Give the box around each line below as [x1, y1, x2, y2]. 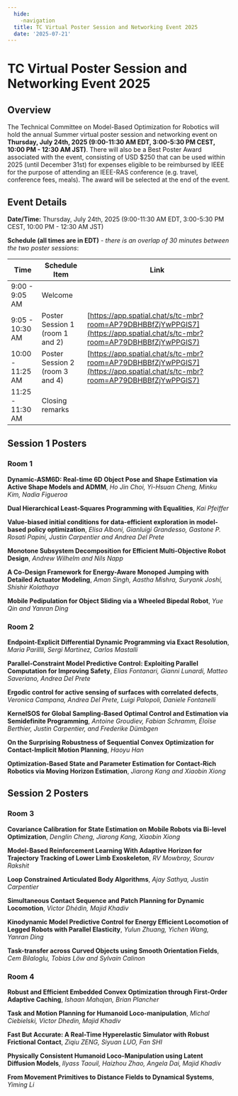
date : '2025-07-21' [13, 30, 72, 38]
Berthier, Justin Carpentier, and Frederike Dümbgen [7, 724, 159, 733]
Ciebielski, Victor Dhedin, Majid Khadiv [7, 1017, 121, 1025]
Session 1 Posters [7, 438, 87, 450]
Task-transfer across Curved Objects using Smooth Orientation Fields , [7, 946, 220, 955]
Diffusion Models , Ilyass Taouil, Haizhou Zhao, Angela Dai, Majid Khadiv [7, 1059, 222, 1068]
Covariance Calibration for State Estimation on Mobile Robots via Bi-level [7, 824, 227, 834]
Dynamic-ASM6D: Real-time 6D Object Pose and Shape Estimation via [7, 475, 218, 483]
